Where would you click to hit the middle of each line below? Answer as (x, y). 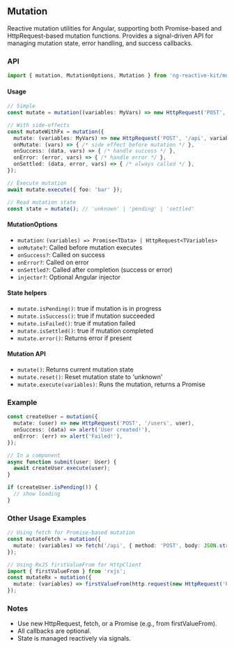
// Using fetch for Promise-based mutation (71, 533)
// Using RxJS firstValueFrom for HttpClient (74, 565)
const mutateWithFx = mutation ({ (56, 132)
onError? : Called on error (53, 262)
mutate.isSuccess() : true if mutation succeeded (86, 316)
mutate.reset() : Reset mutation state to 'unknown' (90, 377)
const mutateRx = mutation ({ (49, 578)
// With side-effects (39, 125)
